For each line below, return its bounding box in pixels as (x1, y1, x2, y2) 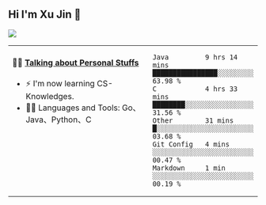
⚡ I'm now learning (25, 78, 95, 89)
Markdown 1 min (152, 163, 226, 173)
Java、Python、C (25, 114, 92, 125)
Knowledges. (25, 91, 74, 102)
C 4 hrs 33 (152, 84, 238, 93)
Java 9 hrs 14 (152, 52, 238, 62)
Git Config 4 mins (152, 139, 230, 149)
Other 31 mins (152, 116, 234, 125)
